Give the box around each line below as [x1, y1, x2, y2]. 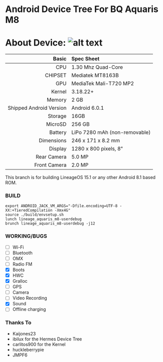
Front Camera [34, 161, 67, 168]
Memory [47, 96, 67, 103]
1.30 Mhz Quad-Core [71, 64, 123, 71]
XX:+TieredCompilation [5, 208, 53, 213]
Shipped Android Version [8, 104, 67, 111]
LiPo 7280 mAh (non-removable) [71, 129, 151, 136]
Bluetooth [12, 250, 33, 256]
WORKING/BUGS [5, 233, 48, 240]
